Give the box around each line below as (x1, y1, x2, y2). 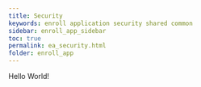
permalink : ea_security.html (8, 42, 107, 50)
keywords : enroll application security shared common (8, 19, 194, 27)
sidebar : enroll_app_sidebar (8, 27, 107, 35)
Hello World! (8, 72, 50, 81)
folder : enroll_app (8, 49, 74, 57)
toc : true (8, 34, 42, 43)
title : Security (8, 11, 63, 20)
